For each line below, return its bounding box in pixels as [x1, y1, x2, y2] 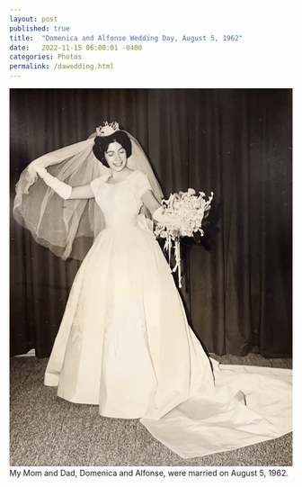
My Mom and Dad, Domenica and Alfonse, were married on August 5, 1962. [9, 468, 289, 478]
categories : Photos [9, 52, 83, 62]
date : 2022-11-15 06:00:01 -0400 [9, 43, 143, 52]
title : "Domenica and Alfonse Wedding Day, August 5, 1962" [9, 33, 244, 42]
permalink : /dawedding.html [9, 62, 115, 71]
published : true [9, 23, 70, 33]
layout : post [9, 14, 58, 23]
